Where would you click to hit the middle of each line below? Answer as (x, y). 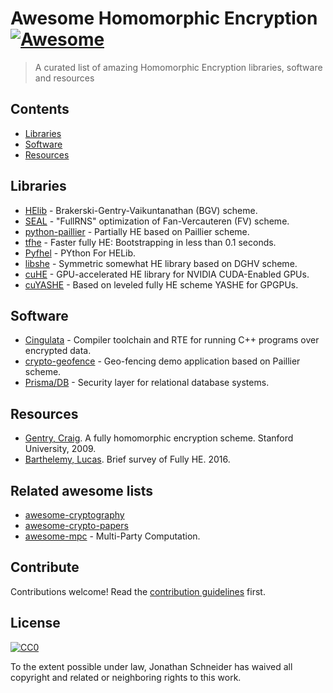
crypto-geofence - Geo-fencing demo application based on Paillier (162, 361)
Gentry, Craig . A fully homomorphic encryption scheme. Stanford (159, 438)
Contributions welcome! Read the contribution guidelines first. (138, 591)
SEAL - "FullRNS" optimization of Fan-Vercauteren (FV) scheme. (157, 221)
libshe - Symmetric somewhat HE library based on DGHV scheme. (161, 263)
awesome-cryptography (74, 515)
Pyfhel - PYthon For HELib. (80, 253)
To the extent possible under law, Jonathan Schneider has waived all (151, 666)
